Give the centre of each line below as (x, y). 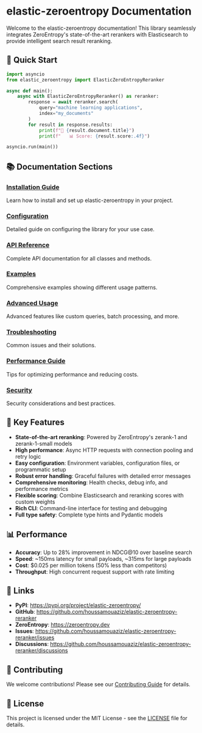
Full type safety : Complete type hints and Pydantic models (89, 515)
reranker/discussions (41, 651)
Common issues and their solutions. (51, 346)
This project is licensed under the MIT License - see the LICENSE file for (97, 718)
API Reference (28, 245)
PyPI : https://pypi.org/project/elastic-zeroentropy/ (78, 605)
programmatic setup (40, 469)
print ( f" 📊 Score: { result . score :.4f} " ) (94, 136)
